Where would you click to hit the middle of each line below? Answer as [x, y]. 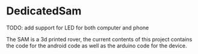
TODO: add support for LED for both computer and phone [78, 28]
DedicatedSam [44, 11]
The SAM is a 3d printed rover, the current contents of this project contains [99, 39]
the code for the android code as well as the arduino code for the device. [97, 46]
